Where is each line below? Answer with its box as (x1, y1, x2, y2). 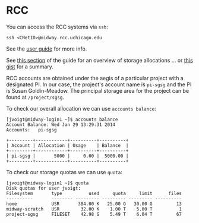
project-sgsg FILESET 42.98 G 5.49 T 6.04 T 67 (6, 211, 182, 217)
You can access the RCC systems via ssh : (6, 23, 108, 30)
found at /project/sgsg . (6, 93, 64, 100)
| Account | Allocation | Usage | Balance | (6, 142, 129, 149)
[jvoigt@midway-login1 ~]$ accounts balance (6, 117, 118, 123)
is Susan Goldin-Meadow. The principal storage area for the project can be (6, 87, 189, 94)
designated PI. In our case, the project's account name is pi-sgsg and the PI (6, 81, 192, 88)
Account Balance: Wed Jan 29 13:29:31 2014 (6, 121, 116, 128)
